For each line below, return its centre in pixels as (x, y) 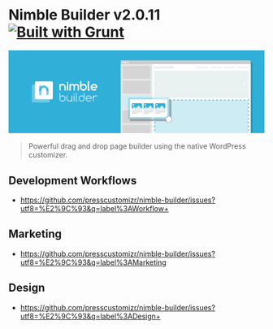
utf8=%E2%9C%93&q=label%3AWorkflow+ (94, 208)
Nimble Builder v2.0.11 (84, 15)
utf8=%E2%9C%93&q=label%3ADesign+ (90, 316)
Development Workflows (73, 180)
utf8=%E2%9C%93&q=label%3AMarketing (93, 262)
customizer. (48, 155)
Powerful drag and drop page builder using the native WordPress (137, 146)
